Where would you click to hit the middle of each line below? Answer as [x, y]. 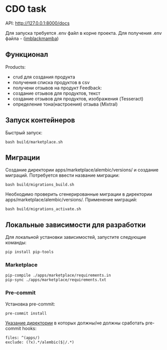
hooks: [29, 328]
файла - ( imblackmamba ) [32, 38]
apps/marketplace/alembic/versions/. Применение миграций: [71, 200]
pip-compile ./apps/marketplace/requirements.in [58, 275]
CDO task [26, 9]
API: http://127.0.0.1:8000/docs [38, 23]
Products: [16, 67]
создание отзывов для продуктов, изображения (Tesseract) [78, 98]
